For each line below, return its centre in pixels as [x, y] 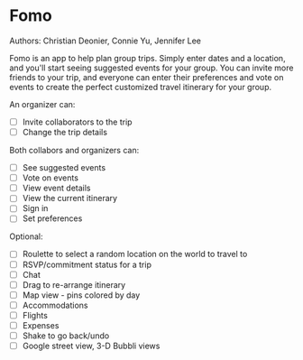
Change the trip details [65, 132]
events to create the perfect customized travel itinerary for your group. [141, 87]
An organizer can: [42, 104]
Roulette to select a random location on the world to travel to [135, 254]
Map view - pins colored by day [81, 295]
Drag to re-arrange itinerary [74, 284]
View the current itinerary [70, 198]
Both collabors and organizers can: [74, 151]
